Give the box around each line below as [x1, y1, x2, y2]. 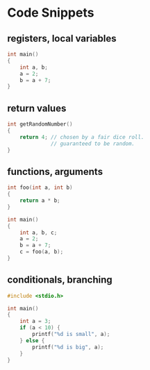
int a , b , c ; [19, 229, 58, 236]
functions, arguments [7, 165, 103, 178]
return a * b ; [19, 197, 60, 204]
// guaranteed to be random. [51, 140, 135, 147]
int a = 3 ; [19, 318, 51, 325]
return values [7, 102, 67, 114]
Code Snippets [7, 5, 94, 21]
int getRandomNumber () [7, 121, 73, 128]
